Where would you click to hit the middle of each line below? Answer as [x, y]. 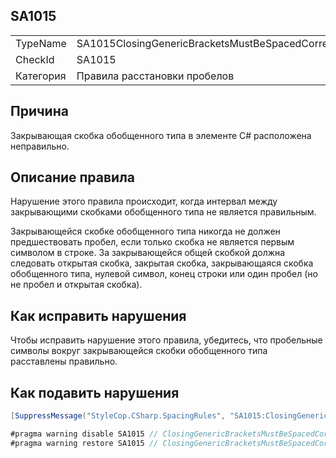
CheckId [35, 59]
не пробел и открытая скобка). [76, 285]
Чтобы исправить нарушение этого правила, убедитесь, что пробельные [166, 340]
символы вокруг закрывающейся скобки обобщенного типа [139, 351]
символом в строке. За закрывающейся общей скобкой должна [148, 253]
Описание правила [73, 177]
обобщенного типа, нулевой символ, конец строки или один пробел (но [164, 274]
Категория [41, 76]
